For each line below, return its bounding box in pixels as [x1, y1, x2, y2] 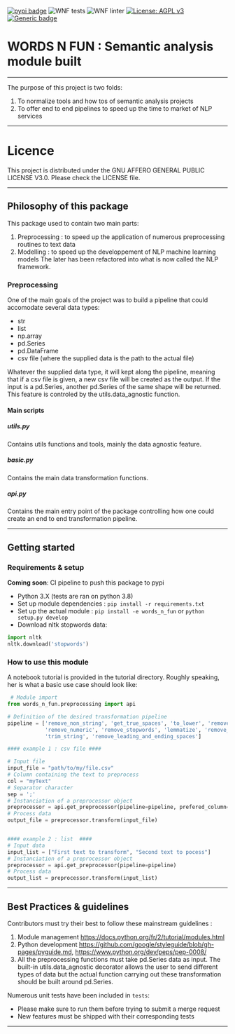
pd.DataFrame [17, 346, 59, 355]
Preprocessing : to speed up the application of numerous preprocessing [17, 232, 225, 241]
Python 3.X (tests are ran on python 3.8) [17, 592, 134, 601]
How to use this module [7, 657, 89, 667]
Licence [7, 143, 55, 159]
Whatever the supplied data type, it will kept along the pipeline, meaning [7, 367, 215, 376]
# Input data [7, 842, 45, 849]
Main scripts [7, 406, 45, 414]
